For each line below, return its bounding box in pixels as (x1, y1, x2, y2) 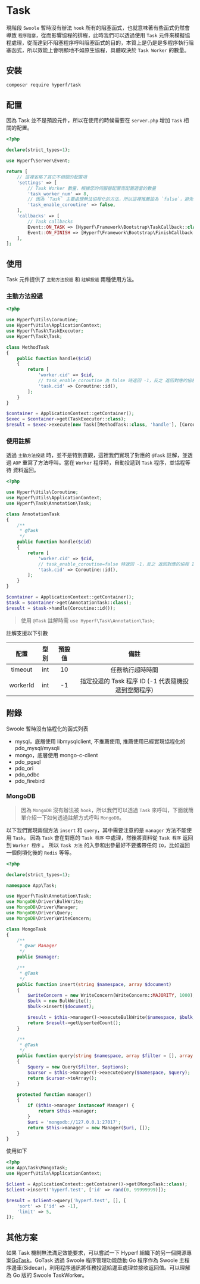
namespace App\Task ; (6, 882, 58, 889)
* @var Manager (19, 943, 58, 949)
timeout (11, 665, 33, 674)
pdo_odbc (14, 771, 40, 778)
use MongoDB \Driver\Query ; (6, 910, 73, 916)
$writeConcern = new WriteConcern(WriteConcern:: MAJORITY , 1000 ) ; (27, 993, 196, 999)
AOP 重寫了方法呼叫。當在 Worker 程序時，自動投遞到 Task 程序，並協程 (12, 459, 186, 466)
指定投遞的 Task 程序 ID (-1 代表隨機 (80, 677, 183, 685)
